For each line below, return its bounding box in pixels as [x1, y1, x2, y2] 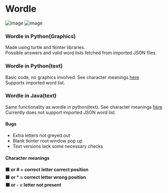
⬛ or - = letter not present [5, 182, 62, 188]
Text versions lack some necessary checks [12, 143, 103, 150]
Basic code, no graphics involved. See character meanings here [5, 74, 139, 80]
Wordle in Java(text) [5, 92, 57, 100]
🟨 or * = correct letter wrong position [5, 174, 87, 180]
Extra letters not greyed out [12, 132, 70, 138]
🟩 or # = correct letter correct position [5, 166, 89, 173]
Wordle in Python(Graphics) [5, 33, 76, 40]
